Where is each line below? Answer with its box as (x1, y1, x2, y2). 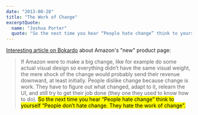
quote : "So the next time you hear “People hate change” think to (11, 31, 178, 37)
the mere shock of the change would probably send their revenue (20, 71, 180, 78)
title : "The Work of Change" (6, 14, 78, 20)
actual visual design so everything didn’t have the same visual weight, (20, 64, 190, 71)
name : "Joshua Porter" (11, 25, 67, 31)
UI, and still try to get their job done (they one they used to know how (20, 90, 189, 97)
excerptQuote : (6, 19, 41, 25)
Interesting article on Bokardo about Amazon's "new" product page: (6, 47, 171, 54)
